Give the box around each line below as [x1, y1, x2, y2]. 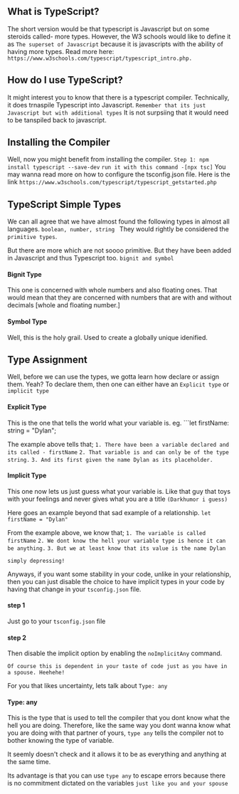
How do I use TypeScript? [7, 74, 123, 86]
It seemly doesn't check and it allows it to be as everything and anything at [7, 750, 227, 758]
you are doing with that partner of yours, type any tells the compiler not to [7, 729, 224, 737]
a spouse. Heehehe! [7, 669, 65, 677]
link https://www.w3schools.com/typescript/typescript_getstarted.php [7, 178, 217, 186]
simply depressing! [7, 557, 65, 564]
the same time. [7, 758, 51, 766]
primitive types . [7, 233, 58, 241]
